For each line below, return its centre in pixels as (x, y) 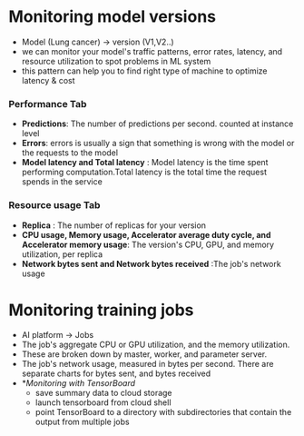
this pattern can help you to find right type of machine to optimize (145, 71)
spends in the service (62, 182)
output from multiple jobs (82, 422)
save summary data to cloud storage (104, 393)
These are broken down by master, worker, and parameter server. (144, 354)
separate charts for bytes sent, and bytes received (116, 373)
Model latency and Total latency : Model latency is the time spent (145, 163)
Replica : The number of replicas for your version (113, 225)
